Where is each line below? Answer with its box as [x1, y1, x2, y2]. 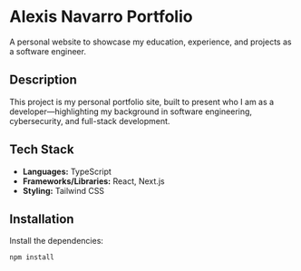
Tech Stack [9, 142, 74, 158]
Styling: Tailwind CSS [22, 185, 105, 196]
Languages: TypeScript [22, 166, 112, 177]
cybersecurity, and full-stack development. [9, 115, 170, 126]
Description [9, 73, 77, 88]
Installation [9, 211, 74, 227]
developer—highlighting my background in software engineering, [9, 106, 252, 117]
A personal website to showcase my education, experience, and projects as [9, 36, 292, 47]
